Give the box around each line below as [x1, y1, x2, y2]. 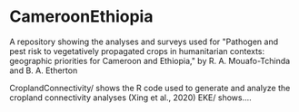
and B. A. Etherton [9, 65, 78, 76]
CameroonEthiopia [9, 6, 154, 27]
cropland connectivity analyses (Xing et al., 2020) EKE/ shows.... [9, 92, 252, 103]
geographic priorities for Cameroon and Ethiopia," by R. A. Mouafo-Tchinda [9, 55, 291, 66]
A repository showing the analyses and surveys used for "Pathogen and [9, 36, 279, 47]
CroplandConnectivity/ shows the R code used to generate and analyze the [9, 82, 291, 93]
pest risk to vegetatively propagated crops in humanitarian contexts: [9, 45, 265, 56]
